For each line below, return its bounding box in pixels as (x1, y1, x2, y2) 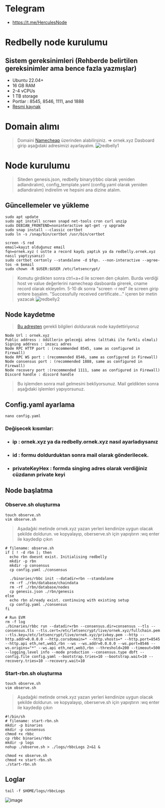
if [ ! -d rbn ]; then (5, 550, 52, 555)
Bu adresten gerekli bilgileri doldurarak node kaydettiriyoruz (17, 323, 139, 329)
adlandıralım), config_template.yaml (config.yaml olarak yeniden (17, 181, 148, 187)
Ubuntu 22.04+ (12, 77, 44, 83)
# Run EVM (5, 615, 26, 620)
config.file (5, 654, 30, 659)
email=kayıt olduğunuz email (5, 245, 65, 250)
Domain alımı (5, 121, 60, 132)
